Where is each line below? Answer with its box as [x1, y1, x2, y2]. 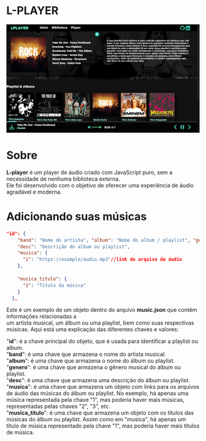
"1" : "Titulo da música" [22, 282, 86, 288]
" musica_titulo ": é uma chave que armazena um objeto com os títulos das [6, 409, 194, 417]
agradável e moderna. [6, 188, 63, 195]
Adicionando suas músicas [6, 209, 147, 224]
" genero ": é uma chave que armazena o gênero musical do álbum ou [6, 364, 181, 371]
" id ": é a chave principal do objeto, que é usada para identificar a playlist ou [6, 337, 198, 345]
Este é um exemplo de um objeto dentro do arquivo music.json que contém [6, 306, 197, 314]
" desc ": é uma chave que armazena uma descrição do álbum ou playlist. [6, 377, 190, 384]
